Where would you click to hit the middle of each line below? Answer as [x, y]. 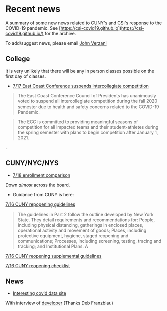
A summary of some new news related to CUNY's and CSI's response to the [83, 23]
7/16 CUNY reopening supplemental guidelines [53, 256]
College [18, 59]
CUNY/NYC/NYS [32, 163]
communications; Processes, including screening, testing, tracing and [90, 241]
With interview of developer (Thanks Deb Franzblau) [59, 303]
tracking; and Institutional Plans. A [53, 246]
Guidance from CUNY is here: [43, 194]
